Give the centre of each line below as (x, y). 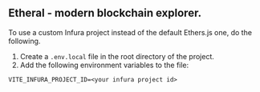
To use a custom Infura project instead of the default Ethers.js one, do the (130, 32)
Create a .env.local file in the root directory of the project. (117, 56)
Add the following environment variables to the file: (104, 65)
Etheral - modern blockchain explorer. (105, 13)
